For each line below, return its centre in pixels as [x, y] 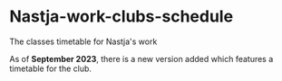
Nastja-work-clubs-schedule [122, 17]
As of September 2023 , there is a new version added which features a [141, 58]
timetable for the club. [51, 68]
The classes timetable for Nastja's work [83, 41]
